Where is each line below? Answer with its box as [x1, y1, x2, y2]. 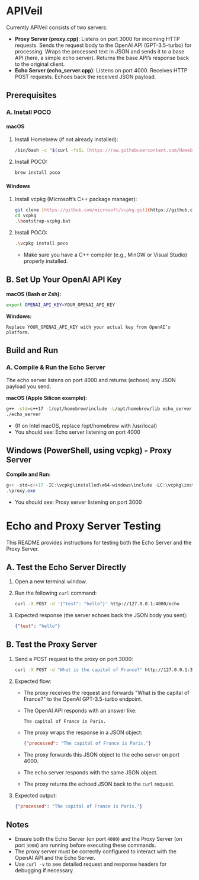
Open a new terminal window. [14, 578, 88, 585]
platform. [6, 329, 31, 335]
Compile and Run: [6, 471, 52, 478]
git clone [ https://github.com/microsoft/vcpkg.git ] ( [14, 207, 150, 213]
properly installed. [23, 257, 68, 265]
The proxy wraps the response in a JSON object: [23, 729, 143, 736]
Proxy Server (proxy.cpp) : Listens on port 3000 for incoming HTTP [14, 35, 180, 42]
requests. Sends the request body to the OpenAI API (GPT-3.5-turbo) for [14, 42, 192, 49]
